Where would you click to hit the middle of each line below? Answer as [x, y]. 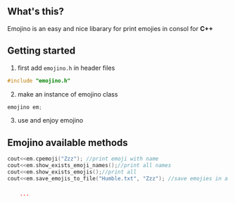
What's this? [36, 12]
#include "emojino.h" [39, 80]
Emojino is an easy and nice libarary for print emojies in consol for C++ [110, 28]
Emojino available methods [68, 143]
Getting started [42, 51]
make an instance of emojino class [68, 94]
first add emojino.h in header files [66, 68]
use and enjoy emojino [50, 121]
